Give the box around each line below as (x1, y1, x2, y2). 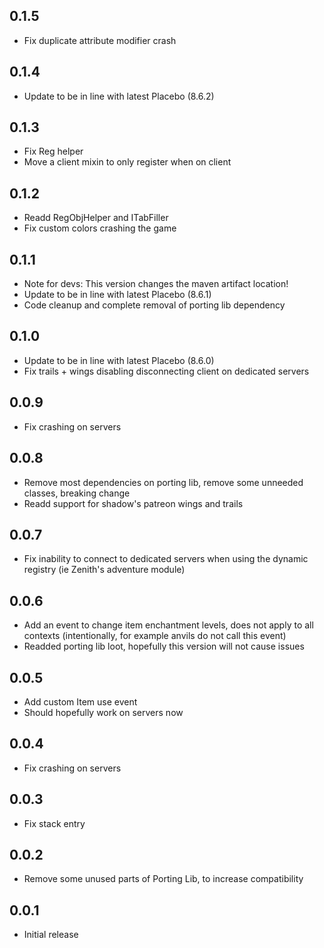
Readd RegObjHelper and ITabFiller (23, 212, 169, 224)
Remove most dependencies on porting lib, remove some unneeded (23, 476, 304, 488)
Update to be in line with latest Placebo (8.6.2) (23, 90, 215, 102)
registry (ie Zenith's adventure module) (23, 564, 186, 576)
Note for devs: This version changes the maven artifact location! (23, 278, 289, 290)
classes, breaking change (23, 487, 131, 499)
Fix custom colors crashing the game (23, 222, 177, 234)
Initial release (23, 929, 79, 941)
